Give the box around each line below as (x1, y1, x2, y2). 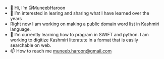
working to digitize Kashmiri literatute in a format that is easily (10, 37, 139, 43)
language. (10, 26, 31, 32)
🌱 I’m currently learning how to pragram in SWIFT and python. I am (10, 32, 149, 37)
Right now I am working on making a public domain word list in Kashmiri (10, 21, 160, 27)
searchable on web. (10, 42, 51, 48)
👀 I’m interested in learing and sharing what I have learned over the (10, 10, 150, 16)
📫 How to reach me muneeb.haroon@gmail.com (10, 48, 112, 54)
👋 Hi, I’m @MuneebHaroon (10, 5, 66, 11)
